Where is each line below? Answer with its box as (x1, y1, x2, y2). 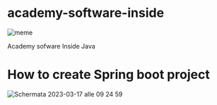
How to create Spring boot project (7, 67, 210, 82)
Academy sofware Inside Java (7, 42, 95, 50)
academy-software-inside (7, 5, 165, 21)
